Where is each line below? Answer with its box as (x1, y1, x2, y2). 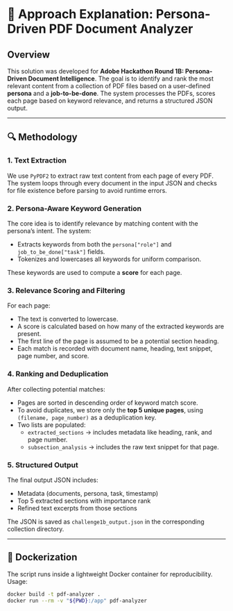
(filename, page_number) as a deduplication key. (17, 413, 157, 421)
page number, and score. (17, 352, 89, 360)
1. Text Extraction (7, 156, 67, 165)
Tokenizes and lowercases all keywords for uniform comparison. (17, 255, 202, 263)
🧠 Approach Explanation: (7, 6, 154, 22)
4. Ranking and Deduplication (7, 369, 109, 379)
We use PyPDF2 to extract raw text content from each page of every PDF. (7, 171, 214, 180)
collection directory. (7, 524, 64, 533)
